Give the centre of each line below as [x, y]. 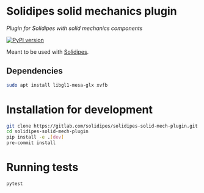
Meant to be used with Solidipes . [48, 52]
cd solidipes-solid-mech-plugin [47, 132]
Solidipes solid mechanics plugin [92, 11]
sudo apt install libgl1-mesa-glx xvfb [57, 85]
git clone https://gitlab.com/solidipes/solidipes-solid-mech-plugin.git [102, 126]
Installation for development [79, 110]
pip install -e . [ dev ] [35, 137]
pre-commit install [31, 143]
